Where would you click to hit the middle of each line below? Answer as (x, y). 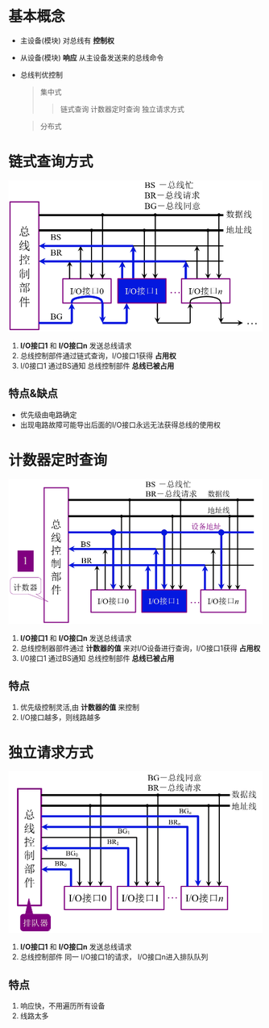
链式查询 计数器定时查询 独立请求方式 (122, 109)
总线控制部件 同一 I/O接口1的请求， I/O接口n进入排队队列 (114, 957)
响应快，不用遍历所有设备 (62, 1006)
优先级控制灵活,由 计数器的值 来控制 (79, 707)
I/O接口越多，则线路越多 (60, 717)
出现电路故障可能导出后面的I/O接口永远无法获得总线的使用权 (120, 424)
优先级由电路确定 (48, 414)
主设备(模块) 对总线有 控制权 (67, 40)
